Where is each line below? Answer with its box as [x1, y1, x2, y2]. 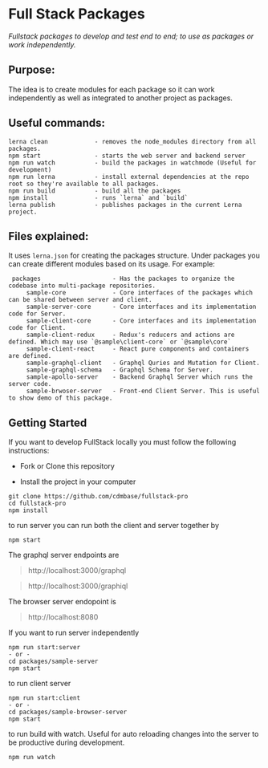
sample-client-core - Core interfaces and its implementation [26, 317, 257, 325]
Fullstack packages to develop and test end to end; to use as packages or [8, 31, 254, 41]
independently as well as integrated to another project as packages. [8, 93, 233, 103]
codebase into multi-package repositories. [8, 282, 156, 290]
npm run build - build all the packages [8, 186, 181, 195]
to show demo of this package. [8, 394, 113, 402]
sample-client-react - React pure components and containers [26, 345, 250, 353]
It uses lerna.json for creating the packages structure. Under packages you [8, 250, 261, 261]
